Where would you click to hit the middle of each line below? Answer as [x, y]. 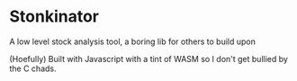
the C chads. [33, 68]
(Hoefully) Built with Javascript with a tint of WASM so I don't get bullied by [148, 58]
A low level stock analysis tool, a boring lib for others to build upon [133, 41]
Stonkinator [54, 17]
